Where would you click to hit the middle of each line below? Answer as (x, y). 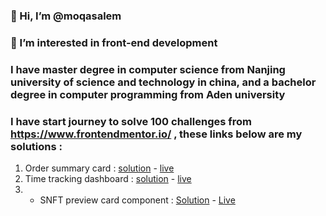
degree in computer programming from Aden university (148, 94)
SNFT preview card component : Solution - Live (137, 200)
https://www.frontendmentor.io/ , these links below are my (156, 134)
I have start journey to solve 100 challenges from (131, 121)
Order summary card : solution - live (99, 168)
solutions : (36, 146)
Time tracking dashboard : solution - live (108, 179)
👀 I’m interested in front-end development (114, 42)
